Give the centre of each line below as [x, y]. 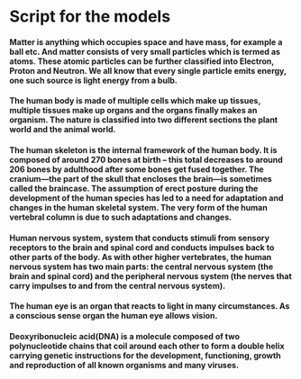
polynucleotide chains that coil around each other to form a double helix [147, 346]
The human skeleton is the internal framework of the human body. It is [143, 149]
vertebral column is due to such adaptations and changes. [121, 217]
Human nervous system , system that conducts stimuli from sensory [140, 238]
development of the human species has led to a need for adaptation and [146, 198]
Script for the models [90, 17]
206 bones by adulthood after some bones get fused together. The [137, 169]
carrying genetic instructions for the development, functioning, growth [145, 355]
